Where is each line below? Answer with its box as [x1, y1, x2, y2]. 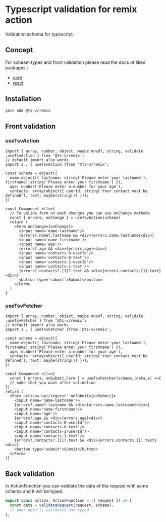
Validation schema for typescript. [5, 31, 74, 37]
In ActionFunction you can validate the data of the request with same [5, 483, 148, 489]
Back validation [5, 469, 55, 478]
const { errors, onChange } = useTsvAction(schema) [10, 215, 121, 220]
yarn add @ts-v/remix [5, 108, 51, 113]
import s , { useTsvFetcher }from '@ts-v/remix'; [5, 327, 112, 332]
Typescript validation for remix [5, 4, 137, 15]
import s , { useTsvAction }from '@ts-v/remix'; [5, 162, 109, 167]
